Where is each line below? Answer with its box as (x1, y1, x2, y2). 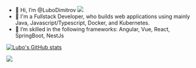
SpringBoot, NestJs (15, 32, 64, 39)
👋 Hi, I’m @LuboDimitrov (15, 7, 76, 13)
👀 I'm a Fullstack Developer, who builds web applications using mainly (15, 13, 191, 20)
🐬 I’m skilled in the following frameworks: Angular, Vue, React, (15, 26, 171, 32)
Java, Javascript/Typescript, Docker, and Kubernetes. (15, 19, 150, 26)
